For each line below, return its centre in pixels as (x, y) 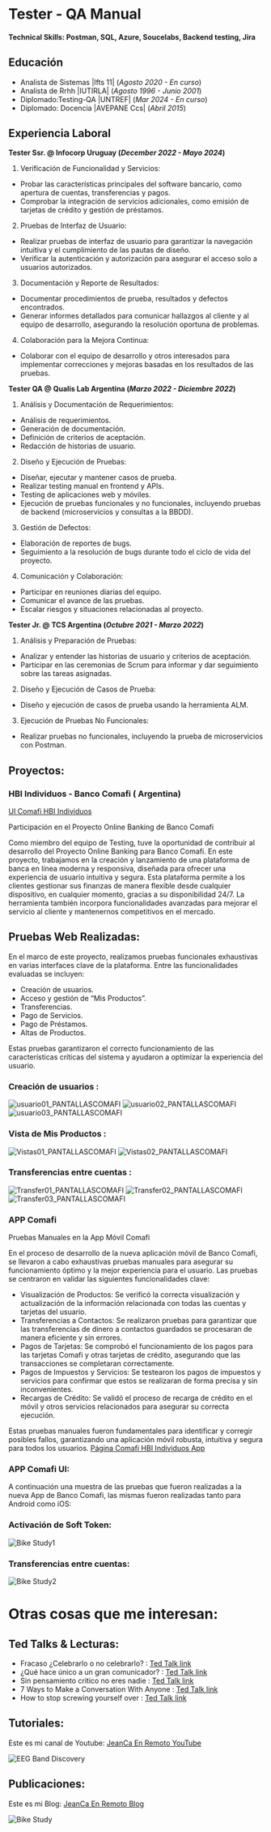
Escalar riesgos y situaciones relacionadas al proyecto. (112, 610)
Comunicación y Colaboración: (72, 576)
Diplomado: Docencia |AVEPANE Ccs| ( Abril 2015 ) (103, 108)
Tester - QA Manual (75, 14)
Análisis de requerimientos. (66, 420)
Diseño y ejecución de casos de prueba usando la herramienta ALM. (134, 705)
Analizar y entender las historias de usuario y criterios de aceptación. (135, 657)
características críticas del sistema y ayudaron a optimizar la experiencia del (136, 1057)
